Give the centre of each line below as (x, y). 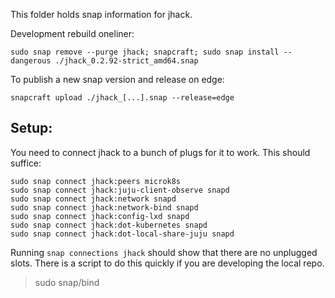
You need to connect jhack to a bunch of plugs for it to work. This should (160, 152)
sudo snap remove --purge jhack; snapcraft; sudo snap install (145, 52)
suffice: (26, 163)
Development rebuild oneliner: (72, 33)
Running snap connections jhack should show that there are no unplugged (164, 252)
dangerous (31, 61)
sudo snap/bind (67, 282)
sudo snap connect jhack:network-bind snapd (104, 207)
